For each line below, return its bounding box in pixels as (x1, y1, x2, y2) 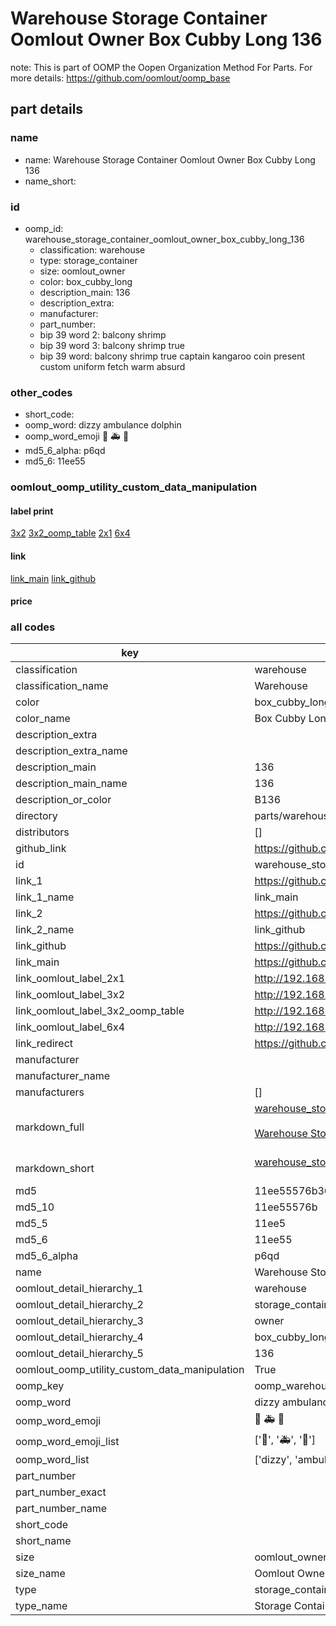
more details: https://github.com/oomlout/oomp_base (10, 72, 231, 84)
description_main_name (15, 777, 128, 791)
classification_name (15, 679, 109, 693)
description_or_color (15, 793, 112, 807)
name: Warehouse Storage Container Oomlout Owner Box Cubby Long (24, 153, 316, 166)
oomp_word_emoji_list (15, 1434, 120, 1448)
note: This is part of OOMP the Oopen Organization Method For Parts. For (10, 61, 313, 73)
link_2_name (15, 923, 75, 937)
